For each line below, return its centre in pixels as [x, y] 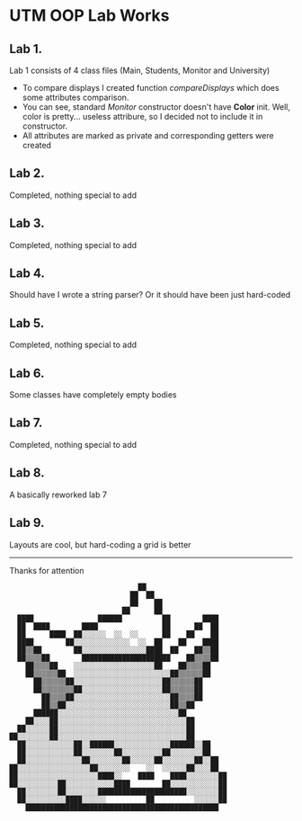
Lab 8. [27, 473]
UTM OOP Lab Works [89, 16]
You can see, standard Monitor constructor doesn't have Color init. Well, [156, 107]
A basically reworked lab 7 [58, 495]
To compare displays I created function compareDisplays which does [151, 88]
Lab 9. [27, 523]
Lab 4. [27, 274]
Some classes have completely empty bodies [93, 395]
